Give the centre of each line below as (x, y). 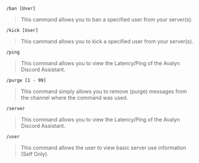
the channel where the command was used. (74, 98)
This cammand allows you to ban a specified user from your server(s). (107, 20)
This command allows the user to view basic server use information (103, 148)
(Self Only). (35, 154)
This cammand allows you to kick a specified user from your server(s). (107, 41)
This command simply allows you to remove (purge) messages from (104, 91)
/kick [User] (22, 30)
